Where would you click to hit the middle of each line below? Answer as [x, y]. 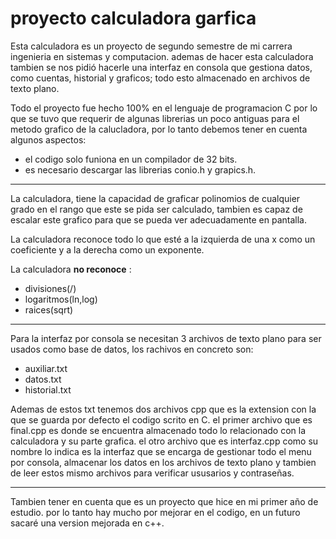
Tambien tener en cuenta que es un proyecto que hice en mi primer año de [164, 501]
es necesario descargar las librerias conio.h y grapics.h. [140, 169]
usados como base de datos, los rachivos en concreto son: [132, 349]
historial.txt [48, 389]
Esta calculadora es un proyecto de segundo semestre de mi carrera [151, 46]
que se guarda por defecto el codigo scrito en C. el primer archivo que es [161, 419]
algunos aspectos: [48, 139]
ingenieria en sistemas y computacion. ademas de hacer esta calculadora [162, 56]
